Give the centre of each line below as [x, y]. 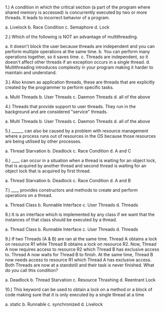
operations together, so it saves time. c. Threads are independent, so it [77, 57]
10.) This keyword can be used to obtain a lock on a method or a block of [79, 289]
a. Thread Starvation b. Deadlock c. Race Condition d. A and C [68, 151]
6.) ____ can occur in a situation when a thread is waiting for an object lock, [81, 160]
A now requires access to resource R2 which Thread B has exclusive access [82, 249]
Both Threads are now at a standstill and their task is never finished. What [80, 265]
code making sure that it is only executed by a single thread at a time [75, 295]
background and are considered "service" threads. [56, 112]
